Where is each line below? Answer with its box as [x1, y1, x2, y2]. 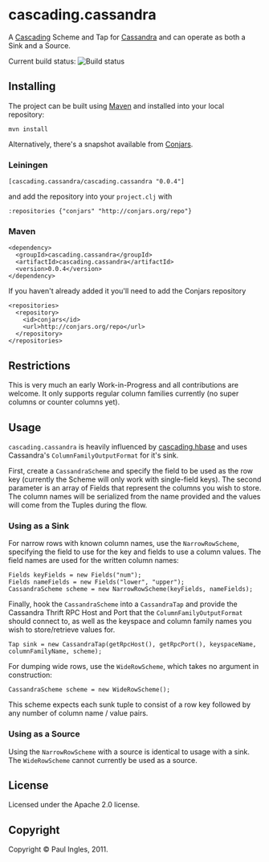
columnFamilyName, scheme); [8, 647, 103, 656]
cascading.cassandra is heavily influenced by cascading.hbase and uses [8, 441, 247, 451]
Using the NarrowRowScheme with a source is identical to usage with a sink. [8, 746, 251, 757]
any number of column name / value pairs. [8, 708, 149, 718]
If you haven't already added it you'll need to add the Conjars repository [8, 286, 247, 296]
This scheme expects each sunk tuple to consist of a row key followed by [8, 700, 251, 709]
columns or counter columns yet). [8, 397, 120, 407]
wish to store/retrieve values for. [8, 625, 116, 634]
